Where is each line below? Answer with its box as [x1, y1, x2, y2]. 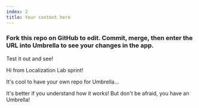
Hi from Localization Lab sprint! [6, 66, 84, 73]
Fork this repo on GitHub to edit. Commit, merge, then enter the [6, 34, 193, 42]
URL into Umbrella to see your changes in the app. [6, 41, 154, 50]
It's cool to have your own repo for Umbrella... [6, 78, 120, 85]
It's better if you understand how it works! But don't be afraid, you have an [6, 90, 189, 97]
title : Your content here [6, 14, 71, 20]
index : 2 [6, 8, 28, 15]
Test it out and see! [6, 55, 54, 62]
